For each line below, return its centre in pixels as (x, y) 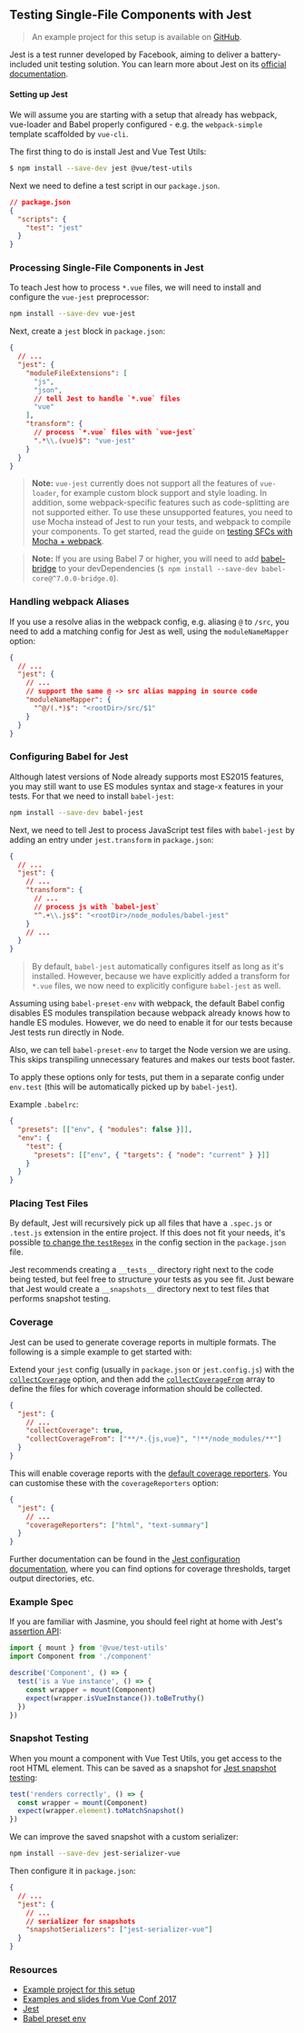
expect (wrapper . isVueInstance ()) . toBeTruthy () (115, 1698)
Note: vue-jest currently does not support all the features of (145, 483)
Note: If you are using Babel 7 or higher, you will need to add (145, 559)
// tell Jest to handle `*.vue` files (107, 399)
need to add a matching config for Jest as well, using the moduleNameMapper (149, 631)
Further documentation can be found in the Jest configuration (125, 1559)
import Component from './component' (81, 1657)
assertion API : (35, 1631)
